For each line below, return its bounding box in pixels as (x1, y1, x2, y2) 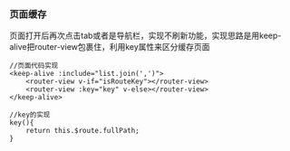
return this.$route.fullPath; (25, 127, 140, 136)
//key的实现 (9, 110, 51, 119)
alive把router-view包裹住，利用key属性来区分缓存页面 (9, 42, 210, 52)
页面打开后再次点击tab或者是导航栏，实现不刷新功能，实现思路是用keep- (9, 30, 282, 42)
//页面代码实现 (9, 61, 59, 71)
